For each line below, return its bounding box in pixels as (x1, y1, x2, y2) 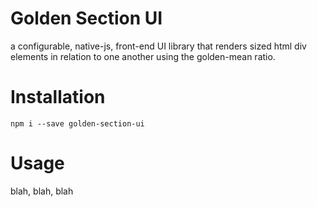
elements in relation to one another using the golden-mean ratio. (10, 50, 276, 62)
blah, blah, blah (10, 185, 74, 197)
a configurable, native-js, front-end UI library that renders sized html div (10, 40, 307, 52)
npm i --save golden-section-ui (10, 118, 145, 129)
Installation (10, 86, 106, 109)
